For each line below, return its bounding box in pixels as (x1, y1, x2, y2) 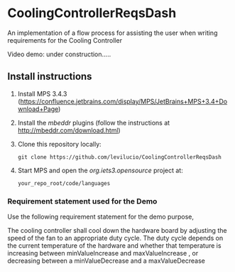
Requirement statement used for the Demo (7, 196, 158, 206)
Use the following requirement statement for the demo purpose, (7, 212, 194, 221)
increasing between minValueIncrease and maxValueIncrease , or (7, 249, 199, 258)
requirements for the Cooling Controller (7, 36, 123, 44)
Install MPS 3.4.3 (17, 89, 67, 98)
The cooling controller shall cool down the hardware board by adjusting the (7, 226, 227, 235)
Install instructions (7, 70, 92, 83)
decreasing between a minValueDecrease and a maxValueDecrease (7, 256, 206, 265)
